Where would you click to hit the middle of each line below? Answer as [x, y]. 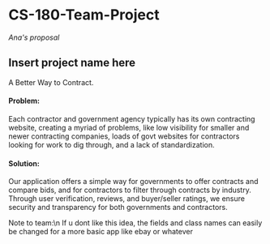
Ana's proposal [34, 37]
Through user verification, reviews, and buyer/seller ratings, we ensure [127, 199]
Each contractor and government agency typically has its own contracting [132, 118]
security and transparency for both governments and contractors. [118, 208]
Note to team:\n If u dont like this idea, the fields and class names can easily [135, 223]
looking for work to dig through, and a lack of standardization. [111, 144]
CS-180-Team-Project [84, 15]
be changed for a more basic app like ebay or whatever [101, 232]
